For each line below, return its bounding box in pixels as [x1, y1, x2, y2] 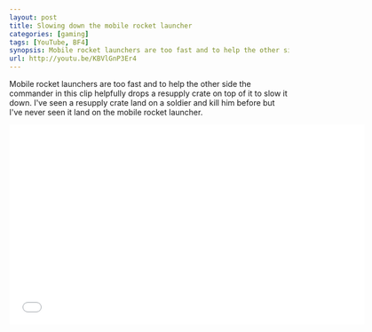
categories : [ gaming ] [9, 29, 90, 38]
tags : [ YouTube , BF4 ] [9, 37, 90, 47]
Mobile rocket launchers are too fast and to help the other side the [9, 79, 251, 89]
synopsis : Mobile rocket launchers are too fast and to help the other [9, 46, 280, 55]
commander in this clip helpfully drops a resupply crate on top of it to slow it [9, 88, 289, 99]
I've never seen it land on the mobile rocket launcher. [9, 107, 203, 117]
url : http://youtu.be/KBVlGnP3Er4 [9, 54, 138, 63]
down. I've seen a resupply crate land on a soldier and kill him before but [9, 98, 275, 107]
